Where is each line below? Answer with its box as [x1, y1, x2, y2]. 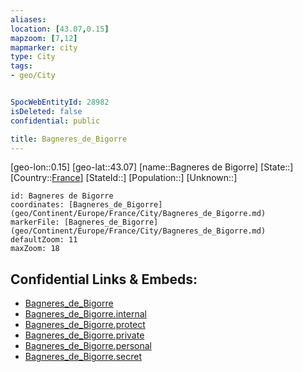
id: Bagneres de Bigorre [10, 191, 114, 201]
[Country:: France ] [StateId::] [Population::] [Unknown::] [10, 172, 238, 184]
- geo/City [10, 71, 56, 81]
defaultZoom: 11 [10, 235, 78, 245]
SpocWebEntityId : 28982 [10, 97, 110, 107]
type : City [10, 52, 56, 62]
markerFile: [10, 217, 60, 228]
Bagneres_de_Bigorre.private [24, 329, 145, 341]
